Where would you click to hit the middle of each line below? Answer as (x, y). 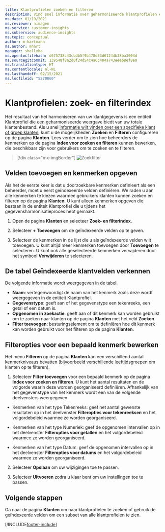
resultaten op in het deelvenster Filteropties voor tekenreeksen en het (84, 413)
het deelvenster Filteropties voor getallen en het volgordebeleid (78, 433)
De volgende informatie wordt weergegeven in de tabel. (61, 283)
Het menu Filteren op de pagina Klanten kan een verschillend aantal (74, 357)
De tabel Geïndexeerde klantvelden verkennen (78, 271)
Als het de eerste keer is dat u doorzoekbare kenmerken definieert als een (80, 185)
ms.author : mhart (23, 46)
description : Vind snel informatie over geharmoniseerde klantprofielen (81, 14)
